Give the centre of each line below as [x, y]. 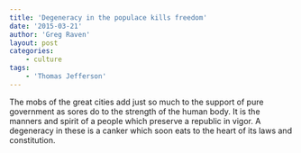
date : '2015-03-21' [46, 26]
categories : [32, 51]
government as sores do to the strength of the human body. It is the [135, 111]
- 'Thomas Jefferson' [66, 76]
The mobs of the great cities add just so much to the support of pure [137, 102]
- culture [44, 59]
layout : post [34, 43]
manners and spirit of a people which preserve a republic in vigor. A [135, 121]
